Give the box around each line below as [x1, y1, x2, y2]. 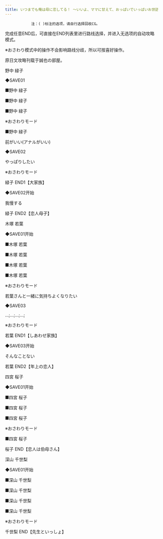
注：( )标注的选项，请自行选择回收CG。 [31, 21, 100, 26]
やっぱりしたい [5, 158, 35, 164]
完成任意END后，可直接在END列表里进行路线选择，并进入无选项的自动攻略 [5, 30, 155, 36]
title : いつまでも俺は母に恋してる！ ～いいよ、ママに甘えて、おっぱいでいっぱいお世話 [5, 7, 159, 12]
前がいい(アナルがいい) [5, 139, 51, 145]
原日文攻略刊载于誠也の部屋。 [5, 57, 65, 63]
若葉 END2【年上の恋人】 [5, 363, 56, 369]
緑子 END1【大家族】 [5, 179, 47, 185]
